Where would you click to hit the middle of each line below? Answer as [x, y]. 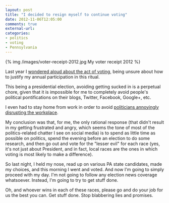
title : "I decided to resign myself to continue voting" [66, 15]
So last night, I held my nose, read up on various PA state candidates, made [84, 164]
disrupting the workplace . [32, 112]
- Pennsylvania [21, 47]
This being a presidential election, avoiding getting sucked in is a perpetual [83, 87]
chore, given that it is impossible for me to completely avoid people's [77, 92]
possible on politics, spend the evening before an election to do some [78, 138]
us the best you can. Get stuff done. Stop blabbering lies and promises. [79, 195]
